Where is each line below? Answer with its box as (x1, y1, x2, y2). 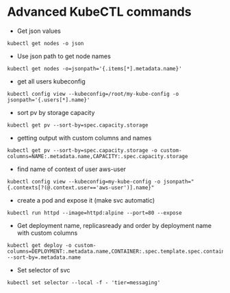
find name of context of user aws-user (16, 165, 127, 173)
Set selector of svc (16, 266, 71, 274)
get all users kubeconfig (16, 77, 86, 86)
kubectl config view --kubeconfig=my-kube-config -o (7, 178, 161, 185)
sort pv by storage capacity (16, 108, 95, 116)
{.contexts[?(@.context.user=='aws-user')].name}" (7, 184, 155, 191)
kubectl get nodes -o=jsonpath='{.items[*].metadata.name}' (7, 65, 183, 72)
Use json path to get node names (16, 52, 111, 60)
